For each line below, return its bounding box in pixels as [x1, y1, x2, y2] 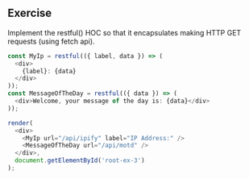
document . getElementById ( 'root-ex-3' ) [15, 156, 146, 164]
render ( [7, 119, 34, 127]
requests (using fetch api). [7, 36, 95, 46]
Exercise [7, 6, 52, 20]
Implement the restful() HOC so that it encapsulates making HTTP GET [7, 27, 242, 37]
